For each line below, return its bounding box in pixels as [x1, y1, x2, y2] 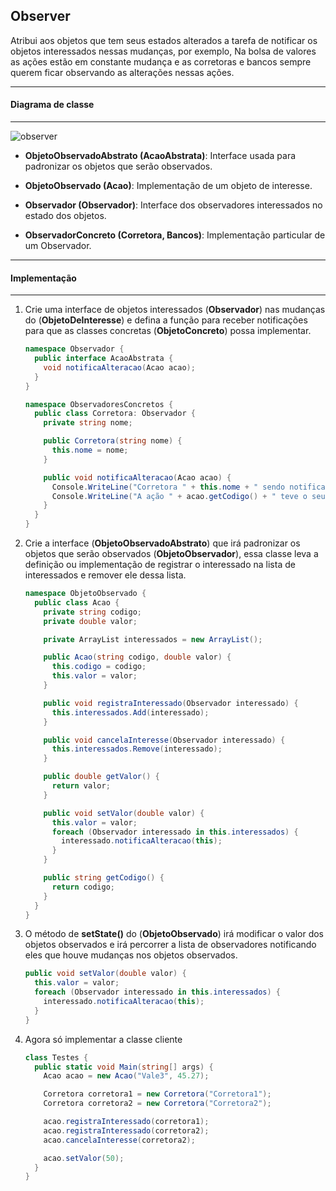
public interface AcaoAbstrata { [34, 354, 174, 364]
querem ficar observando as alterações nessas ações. [10, 66, 235, 78]
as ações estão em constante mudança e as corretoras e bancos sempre [10, 55, 312, 68]
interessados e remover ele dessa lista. [24, 569, 187, 581]
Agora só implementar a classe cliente [24, 1033, 183, 1045]
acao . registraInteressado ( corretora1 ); [43, 1117, 210, 1127]
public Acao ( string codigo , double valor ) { [43, 652, 232, 663]
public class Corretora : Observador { [34, 409, 196, 419]
